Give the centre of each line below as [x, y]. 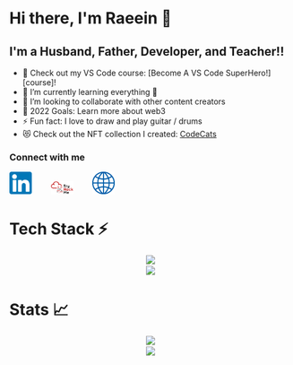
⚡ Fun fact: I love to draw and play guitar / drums [112, 121]
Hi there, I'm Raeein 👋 [90, 18]
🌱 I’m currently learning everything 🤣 [90, 92]
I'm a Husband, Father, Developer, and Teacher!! [147, 52]
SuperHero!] [248, 73]
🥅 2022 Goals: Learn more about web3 [94, 111]
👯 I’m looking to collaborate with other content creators [124, 101]
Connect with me [47, 157]
